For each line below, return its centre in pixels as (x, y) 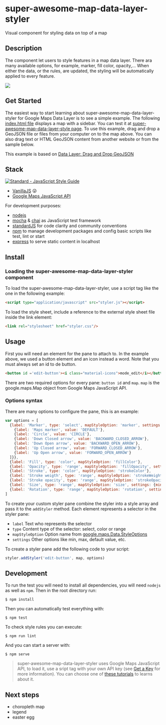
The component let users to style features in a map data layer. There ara (79, 60)
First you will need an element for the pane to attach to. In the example (77, 354)
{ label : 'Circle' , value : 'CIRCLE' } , (53, 434)
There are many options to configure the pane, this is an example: (72, 411)
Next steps (22, 695)
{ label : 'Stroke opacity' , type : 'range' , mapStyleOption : (72, 480)
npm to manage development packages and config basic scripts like (82, 231)
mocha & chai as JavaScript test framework (57, 221)
